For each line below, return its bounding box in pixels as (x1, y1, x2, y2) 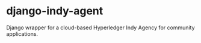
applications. (6, 30, 38, 37)
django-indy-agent (6, 4, 104, 18)
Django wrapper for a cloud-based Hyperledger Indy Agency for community (6, 24, 195, 31)
